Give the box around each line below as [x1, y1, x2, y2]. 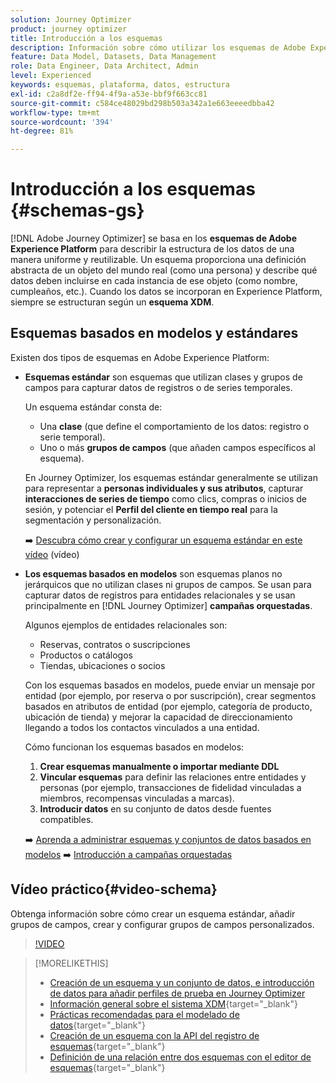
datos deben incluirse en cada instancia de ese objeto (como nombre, [10, 275, 298, 287]
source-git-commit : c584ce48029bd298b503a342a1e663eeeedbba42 [10, 98, 275, 108]
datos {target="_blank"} [49, 1019, 147, 1031]
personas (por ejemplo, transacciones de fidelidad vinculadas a [39, 781, 302, 793]
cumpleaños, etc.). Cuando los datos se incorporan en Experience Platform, [10, 286, 323, 298]
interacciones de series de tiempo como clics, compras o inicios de [24, 492, 307, 505]
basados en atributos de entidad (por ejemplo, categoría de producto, [24, 700, 313, 712]
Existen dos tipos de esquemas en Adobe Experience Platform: [10, 351, 270, 363]
